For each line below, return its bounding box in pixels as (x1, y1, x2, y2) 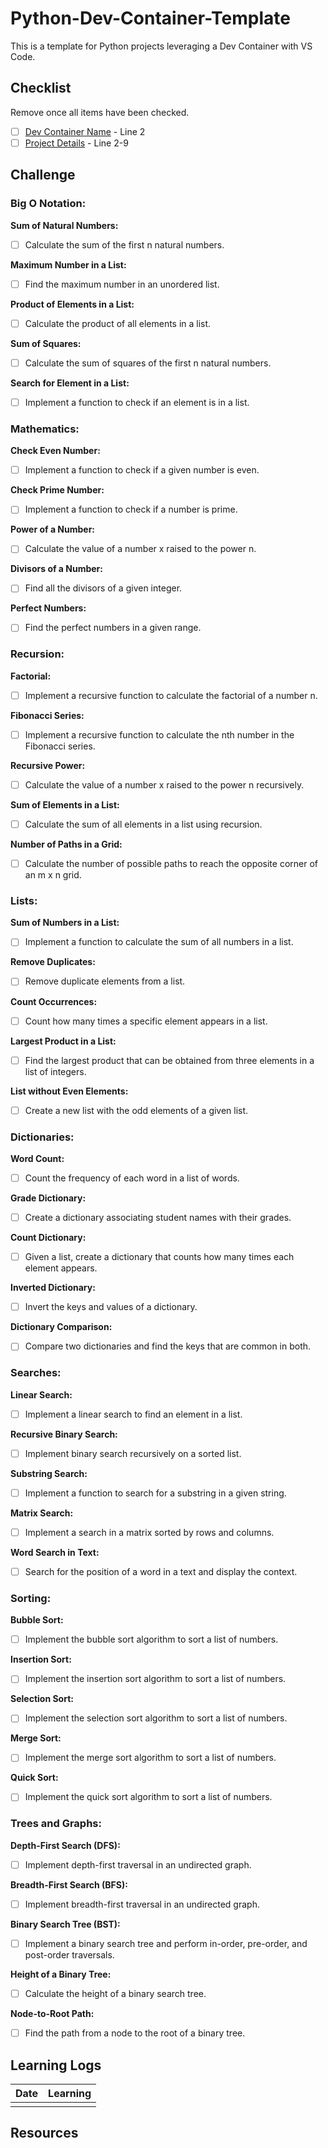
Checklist (10, 80, 72, 97)
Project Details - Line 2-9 (24, 137, 129, 149)
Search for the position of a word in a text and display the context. (24, 1565, 298, 1577)
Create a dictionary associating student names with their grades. (24, 1212, 292, 1224)
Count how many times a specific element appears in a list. (24, 1015, 268, 1027)
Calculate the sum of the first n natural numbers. (24, 238, 225, 251)
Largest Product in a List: (10, 1035, 117, 1047)
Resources (10, 2125, 79, 2142)
